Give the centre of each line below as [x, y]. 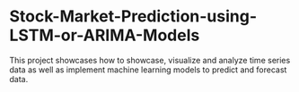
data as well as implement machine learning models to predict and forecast [148, 70]
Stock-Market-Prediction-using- [133, 17]
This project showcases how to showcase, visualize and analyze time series [150, 60]
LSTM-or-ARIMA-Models [105, 35]
